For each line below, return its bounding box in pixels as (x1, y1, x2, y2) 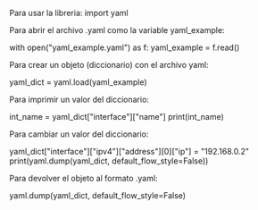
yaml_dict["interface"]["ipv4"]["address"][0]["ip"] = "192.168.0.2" (9, 147, 250, 156)
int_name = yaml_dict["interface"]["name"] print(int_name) (9, 112, 225, 122)
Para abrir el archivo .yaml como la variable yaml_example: (9, 25, 225, 35)
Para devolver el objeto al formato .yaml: (9, 173, 158, 183)
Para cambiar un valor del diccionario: (9, 129, 149, 139)
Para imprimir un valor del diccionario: (9, 94, 150, 105)
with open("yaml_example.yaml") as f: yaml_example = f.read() (9, 42, 240, 53)
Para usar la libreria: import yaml (9, 8, 129, 18)
